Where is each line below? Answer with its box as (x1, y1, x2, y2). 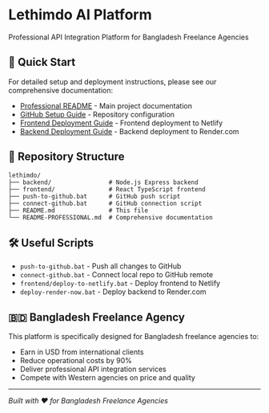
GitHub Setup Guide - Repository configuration (19, 109, 175, 119)
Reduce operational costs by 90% (19, 356, 132, 366)
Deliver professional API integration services (19, 364, 167, 374)
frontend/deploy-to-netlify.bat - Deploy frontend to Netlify (19, 279, 221, 288)
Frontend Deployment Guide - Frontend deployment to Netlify (19, 118, 223, 128)
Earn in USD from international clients (19, 347, 144, 357)
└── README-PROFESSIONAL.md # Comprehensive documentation (8, 213, 214, 222)
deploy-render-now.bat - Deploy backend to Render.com (19, 287, 207, 296)
